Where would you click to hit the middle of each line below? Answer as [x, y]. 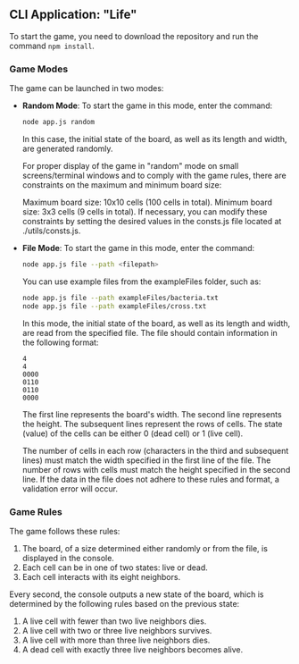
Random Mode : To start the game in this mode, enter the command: [147, 105]
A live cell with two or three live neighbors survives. [117, 630]
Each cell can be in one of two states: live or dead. [115, 567]
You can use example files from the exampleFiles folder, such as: [141, 282]
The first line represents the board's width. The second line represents [152, 414]
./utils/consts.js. [51, 231]
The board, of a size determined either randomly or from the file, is [145, 548]
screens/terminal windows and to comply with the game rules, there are [154, 175]
